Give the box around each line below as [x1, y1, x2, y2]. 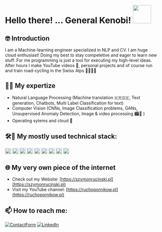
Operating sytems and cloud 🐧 [12, 117, 73, 123]
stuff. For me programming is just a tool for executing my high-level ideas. [5, 57, 152, 63]
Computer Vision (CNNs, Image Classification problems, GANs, [12, 105, 138, 111]
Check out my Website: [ [12, 176, 61, 182]
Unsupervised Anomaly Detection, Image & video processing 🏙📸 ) [12, 111, 145, 116]
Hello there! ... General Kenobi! [5, 15, 132, 26]
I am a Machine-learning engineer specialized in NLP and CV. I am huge [5, 47, 148, 53]
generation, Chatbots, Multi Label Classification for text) [12, 100, 124, 106]
